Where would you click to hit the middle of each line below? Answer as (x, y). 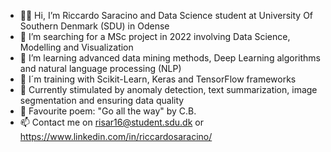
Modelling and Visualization (76, 47)
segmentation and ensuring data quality (102, 100)
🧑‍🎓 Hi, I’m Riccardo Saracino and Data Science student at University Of (166, 15)
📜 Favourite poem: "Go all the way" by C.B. (108, 111)
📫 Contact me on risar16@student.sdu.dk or (111, 122)
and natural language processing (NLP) (100, 68)
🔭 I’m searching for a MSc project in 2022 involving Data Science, (155, 36)
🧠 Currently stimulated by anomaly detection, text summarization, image (168, 89)
